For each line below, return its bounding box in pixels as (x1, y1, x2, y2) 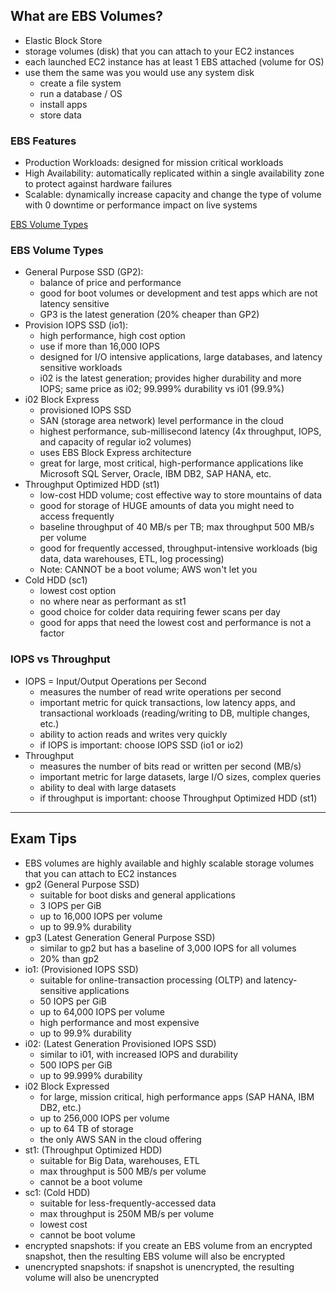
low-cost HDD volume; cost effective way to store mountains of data (39, 489, 323, 501)
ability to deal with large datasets (39, 781, 177, 793)
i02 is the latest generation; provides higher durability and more (39, 372, 302, 384)
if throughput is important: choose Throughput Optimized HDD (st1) (39, 792, 318, 804)
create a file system (39, 77, 122, 89)
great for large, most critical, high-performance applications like (39, 457, 304, 469)
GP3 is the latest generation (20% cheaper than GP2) (39, 309, 260, 321)
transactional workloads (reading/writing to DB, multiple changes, (39, 707, 311, 719)
